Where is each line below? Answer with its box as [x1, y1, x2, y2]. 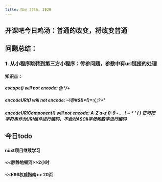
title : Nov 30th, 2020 [5, 7, 51, 12]
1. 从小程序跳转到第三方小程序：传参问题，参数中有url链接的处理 [5, 61, 157, 67]
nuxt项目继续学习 [5, 147, 41, 153]
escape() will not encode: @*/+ [5, 85, 70, 91]
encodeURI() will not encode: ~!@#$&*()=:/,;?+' [5, 97, 105, 103]
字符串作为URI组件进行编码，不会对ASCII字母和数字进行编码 [5, 116, 127, 122]
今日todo [5, 132, 33, 140]
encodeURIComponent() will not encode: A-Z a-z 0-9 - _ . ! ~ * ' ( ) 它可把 [5, 110, 156, 116]
